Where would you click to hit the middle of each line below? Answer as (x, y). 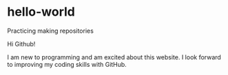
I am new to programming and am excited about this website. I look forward (114, 57)
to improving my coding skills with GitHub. (67, 64)
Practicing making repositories (51, 31)
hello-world (41, 12)
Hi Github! (21, 44)
